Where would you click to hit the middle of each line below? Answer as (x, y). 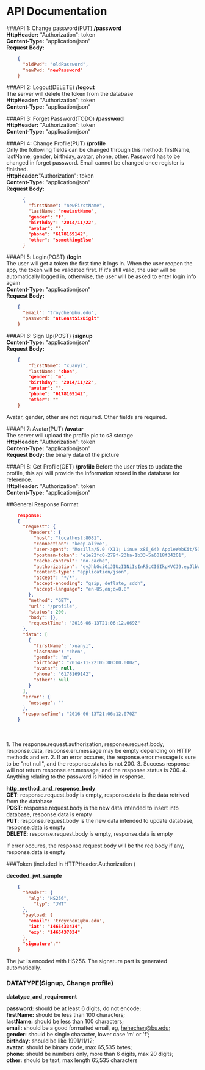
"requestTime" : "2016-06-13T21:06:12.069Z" (84, 623)
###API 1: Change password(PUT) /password (64, 28)
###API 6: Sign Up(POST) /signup (49, 336)
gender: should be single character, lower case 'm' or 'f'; (78, 1034)
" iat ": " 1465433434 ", (56, 927)
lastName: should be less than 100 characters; (65, 1021)
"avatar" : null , (54, 669)
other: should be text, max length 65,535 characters (72, 1060)
